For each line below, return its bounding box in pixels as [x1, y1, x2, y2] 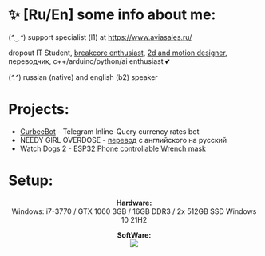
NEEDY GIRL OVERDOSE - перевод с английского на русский [19, 135, 227, 144]
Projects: [8, 100, 69, 119]
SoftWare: [117, 230, 152, 240]
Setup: [8, 171, 53, 190]
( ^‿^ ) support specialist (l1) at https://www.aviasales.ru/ [8, 32, 192, 41]
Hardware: [116, 198, 152, 207]
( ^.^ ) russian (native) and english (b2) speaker [8, 72, 158, 81]
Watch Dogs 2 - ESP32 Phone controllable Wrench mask [19, 144, 206, 153]
